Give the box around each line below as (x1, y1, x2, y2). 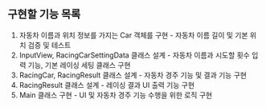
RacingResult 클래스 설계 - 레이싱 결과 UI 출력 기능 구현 (18, 80, 194, 89)
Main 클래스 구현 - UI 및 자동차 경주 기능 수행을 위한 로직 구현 (18, 90, 213, 100)
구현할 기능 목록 (7, 7, 81, 22)
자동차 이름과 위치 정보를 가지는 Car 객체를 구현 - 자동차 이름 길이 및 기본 (18, 30, 248, 40)
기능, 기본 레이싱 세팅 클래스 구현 (27, 60, 131, 69)
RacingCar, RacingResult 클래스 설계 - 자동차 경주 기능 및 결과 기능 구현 (18, 70, 247, 80)
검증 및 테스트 (27, 40, 72, 50)
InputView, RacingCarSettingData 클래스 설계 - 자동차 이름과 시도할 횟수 (18, 50, 250, 60)
